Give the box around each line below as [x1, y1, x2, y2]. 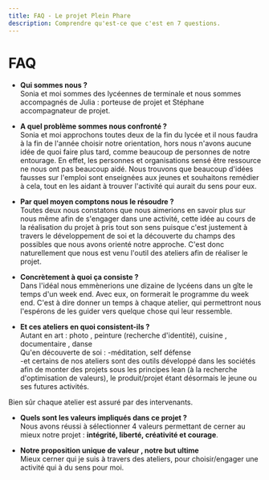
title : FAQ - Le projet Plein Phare [8, 11, 131, 20]
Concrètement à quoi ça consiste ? [19, 273, 139, 282]
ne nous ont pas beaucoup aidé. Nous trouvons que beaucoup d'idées [19, 164, 254, 174]
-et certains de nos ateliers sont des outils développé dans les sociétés [19, 356, 256, 366]
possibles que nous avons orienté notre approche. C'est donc [19, 240, 225, 249]
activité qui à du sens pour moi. [19, 463, 124, 473]
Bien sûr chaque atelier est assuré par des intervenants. [8, 397, 194, 407]
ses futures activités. [19, 382, 90, 392]
